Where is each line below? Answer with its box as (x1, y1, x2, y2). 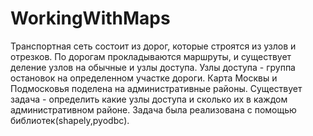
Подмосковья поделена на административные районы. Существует (10, 82, 303, 94)
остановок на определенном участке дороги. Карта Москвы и (10, 72, 278, 84)
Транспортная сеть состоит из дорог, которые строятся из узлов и (10, 40, 297, 52)
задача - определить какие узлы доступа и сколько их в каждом (10, 93, 288, 105)
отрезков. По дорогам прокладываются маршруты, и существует (10, 50, 292, 62)
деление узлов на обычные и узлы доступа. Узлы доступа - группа (10, 61, 296, 73)
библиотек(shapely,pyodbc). (10, 114, 130, 126)
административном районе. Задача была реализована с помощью (10, 103, 297, 116)
